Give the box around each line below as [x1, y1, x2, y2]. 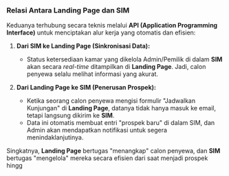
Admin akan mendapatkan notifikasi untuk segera [26, 126, 168, 135]
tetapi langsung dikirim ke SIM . [26, 111, 115, 119]
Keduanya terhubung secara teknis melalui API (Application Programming [6, 21, 218, 30]
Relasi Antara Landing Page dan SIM [6, 6, 130, 15]
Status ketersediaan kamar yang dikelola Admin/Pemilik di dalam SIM [26, 55, 223, 63]
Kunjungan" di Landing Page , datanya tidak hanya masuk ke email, [26, 104, 216, 113]
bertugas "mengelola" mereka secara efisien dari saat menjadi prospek [6, 154, 208, 162]
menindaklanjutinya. [26, 133, 84, 141]
